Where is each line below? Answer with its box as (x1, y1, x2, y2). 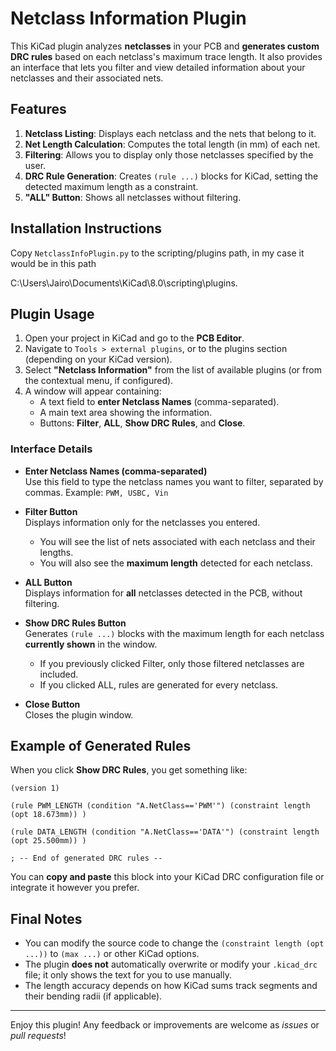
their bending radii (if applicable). (24, 990, 163, 1002)
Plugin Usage (10, 305, 95, 322)
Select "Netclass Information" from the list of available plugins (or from (24, 364, 322, 376)
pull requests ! (10, 1030, 67, 1042)
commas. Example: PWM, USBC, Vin (24, 486, 169, 498)
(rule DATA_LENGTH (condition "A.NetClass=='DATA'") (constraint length (10, 827, 320, 837)
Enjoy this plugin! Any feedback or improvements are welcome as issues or (10, 1019, 320, 1031)
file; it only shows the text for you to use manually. (24, 969, 232, 981)
